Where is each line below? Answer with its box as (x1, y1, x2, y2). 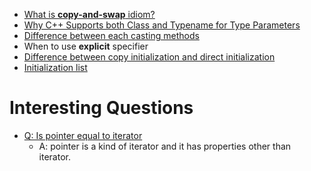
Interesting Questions (9, 97, 194, 119)
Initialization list (23, 62, 88, 73)
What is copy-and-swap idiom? (23, 9, 156, 20)
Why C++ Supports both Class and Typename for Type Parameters (23, 19, 301, 31)
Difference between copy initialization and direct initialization (23, 51, 276, 63)
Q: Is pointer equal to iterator (23, 129, 143, 141)
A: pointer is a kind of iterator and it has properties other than (38, 140, 292, 152)
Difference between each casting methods (23, 30, 200, 41)
